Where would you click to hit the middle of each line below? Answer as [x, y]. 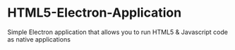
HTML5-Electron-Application [95, 13]
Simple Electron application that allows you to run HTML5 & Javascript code [117, 32]
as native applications [39, 39]
